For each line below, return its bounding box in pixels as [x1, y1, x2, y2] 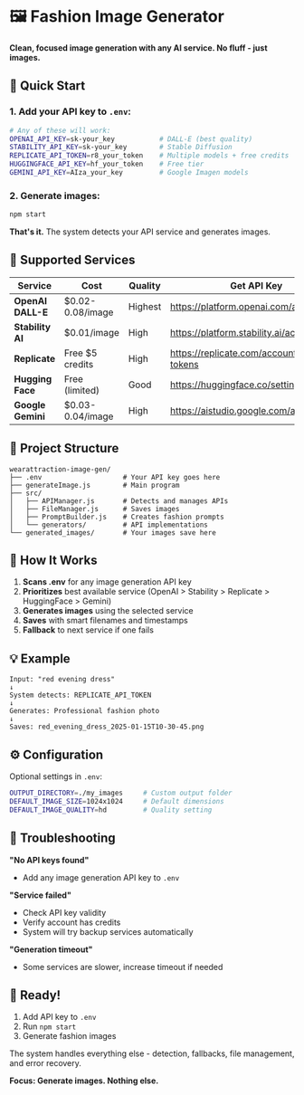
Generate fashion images [22, 1031, 117, 1042]
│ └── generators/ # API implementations [9, 520, 208, 529]
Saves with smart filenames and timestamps [22, 615, 188, 626]
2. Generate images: [9, 189, 101, 202]
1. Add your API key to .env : [9, 105, 131, 118]
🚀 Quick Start [9, 78, 86, 94]
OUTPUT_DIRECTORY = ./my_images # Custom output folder [9, 788, 233, 798]
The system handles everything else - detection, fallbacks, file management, [9, 1048, 295, 1059]
